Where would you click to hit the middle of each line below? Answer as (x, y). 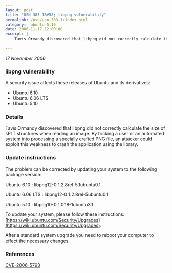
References (20, 254)
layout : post (19, 10)
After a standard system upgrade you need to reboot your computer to (80, 235)
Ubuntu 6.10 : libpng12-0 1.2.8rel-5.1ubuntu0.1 (53, 184)
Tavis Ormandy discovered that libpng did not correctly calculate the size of (85, 128)
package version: (24, 174)
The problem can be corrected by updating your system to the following (81, 169)
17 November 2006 (25, 58)
